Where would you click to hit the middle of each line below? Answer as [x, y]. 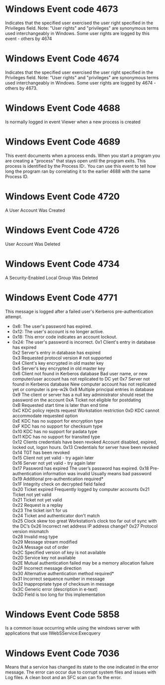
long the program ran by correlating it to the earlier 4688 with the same [78, 171]
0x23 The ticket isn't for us [40, 510]
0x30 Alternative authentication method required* [63, 573]
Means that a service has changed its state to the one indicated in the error [82, 667]
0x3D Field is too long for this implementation [59, 594]
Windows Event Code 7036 [62, 653]
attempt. [14, 317]
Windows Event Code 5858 [62, 614]
